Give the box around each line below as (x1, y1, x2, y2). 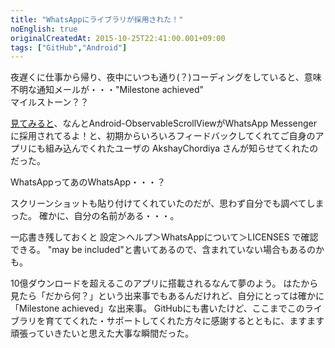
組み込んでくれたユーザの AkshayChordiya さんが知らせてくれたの (44, 142, 319, 155)
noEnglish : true (10, 24, 78, 34)
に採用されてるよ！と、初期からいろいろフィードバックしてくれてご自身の (10, 130, 316, 142)
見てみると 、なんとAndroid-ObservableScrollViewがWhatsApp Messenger (10, 117, 318, 130)
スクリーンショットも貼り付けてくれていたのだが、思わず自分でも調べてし (10, 197, 316, 210)
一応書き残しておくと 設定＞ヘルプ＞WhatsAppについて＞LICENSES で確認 (10, 231, 319, 243)
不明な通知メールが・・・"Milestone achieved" (10, 84, 204, 96)
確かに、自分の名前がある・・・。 (38, 210, 180, 222)
